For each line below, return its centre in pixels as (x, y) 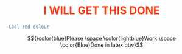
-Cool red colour (28, 27)
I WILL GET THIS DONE (102, 11)
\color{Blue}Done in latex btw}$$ (102, 45)
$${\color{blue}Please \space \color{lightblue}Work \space (102, 38)
